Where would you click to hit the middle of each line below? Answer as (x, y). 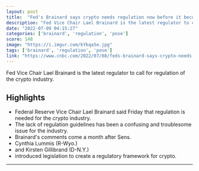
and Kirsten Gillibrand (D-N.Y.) (52, 150)
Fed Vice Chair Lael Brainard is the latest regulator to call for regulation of (96, 72)
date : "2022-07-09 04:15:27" (42, 28)
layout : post (22, 12)
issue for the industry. (41, 131)
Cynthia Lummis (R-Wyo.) (46, 144)
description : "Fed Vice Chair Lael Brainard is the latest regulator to (98, 23)
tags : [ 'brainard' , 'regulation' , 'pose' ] (59, 50)
